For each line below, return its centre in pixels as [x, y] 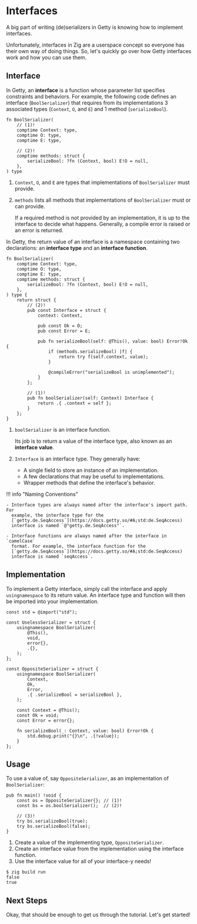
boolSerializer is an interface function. [62, 429]
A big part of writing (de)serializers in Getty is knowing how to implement [95, 27]
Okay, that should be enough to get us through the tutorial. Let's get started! [98, 915]
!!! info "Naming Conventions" [42, 494]
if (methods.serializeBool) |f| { [90, 351]
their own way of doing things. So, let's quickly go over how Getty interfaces [99, 51]
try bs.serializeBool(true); [52, 821]
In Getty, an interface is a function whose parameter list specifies [86, 90]
